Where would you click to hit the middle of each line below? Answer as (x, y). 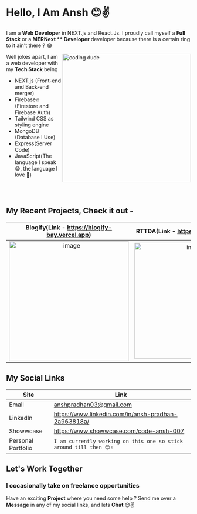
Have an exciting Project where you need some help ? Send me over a (91, 498)
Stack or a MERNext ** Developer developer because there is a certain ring (98, 39)
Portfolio (21, 448)
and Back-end (31, 86)
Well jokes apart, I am (32, 56)
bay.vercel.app (68, 235)
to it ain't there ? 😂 (29, 45)
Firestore (26, 106)
